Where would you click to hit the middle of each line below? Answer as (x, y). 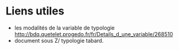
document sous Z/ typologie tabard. (59, 40)
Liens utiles (35, 11)
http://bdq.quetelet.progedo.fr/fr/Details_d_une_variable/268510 (93, 34)
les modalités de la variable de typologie (64, 28)
